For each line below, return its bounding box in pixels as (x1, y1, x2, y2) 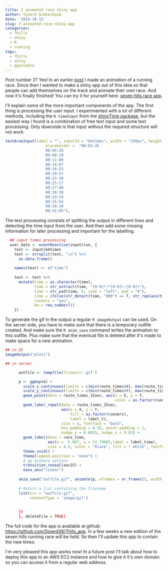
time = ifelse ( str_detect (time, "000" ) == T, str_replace (34, 293, 157, 298)
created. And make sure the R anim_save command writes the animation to (5, 327, 158, 333)
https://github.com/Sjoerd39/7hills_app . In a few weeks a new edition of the (5, 528, 161, 534)
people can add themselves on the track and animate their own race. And (5, 87, 156, 93)
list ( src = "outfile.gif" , (18, 490, 75, 495)
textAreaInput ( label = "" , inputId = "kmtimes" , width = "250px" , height (5, 138, 162, 144)
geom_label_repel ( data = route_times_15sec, (23, 402, 117, 407)
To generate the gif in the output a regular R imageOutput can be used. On (5, 316, 156, 322)
